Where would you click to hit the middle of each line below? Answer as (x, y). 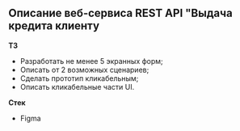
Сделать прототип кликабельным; (79, 78)
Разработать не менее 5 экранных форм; (91, 61)
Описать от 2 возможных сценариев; (84, 70)
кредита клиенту (54, 26)
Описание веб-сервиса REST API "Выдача (120, 13)
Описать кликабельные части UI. (77, 87)
